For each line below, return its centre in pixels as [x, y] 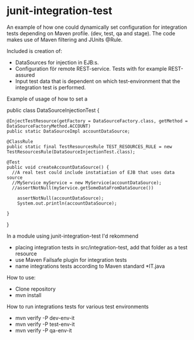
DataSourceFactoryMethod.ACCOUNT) [49, 126]
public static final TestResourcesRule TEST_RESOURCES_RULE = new [89, 146]
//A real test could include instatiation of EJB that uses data [93, 172]
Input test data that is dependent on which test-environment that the [98, 81]
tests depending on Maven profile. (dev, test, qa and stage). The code [91, 33]
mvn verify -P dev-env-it [45, 318]
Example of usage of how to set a [47, 99]
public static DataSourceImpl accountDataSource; [69, 131]
